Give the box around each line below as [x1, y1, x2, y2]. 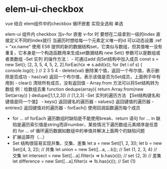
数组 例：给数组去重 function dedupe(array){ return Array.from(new [5, 86, 144, 92]
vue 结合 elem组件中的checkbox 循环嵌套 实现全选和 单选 [5, 20, 124, 26]
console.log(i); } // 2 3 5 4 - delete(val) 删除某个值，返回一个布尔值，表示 [5, 67, 156, 73]
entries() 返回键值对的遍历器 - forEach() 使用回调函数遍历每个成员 [5, 104, 141, 110]
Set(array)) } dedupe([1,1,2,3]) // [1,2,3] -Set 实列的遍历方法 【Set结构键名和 [5, 92, 161, 98]
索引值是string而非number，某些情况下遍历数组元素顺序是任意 [29, 121, 159, 127]
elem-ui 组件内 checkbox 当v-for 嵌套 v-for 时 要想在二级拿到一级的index [5, 31, 156, 37]
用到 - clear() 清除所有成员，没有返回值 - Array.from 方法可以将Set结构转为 [5, 80, 160, 85]
